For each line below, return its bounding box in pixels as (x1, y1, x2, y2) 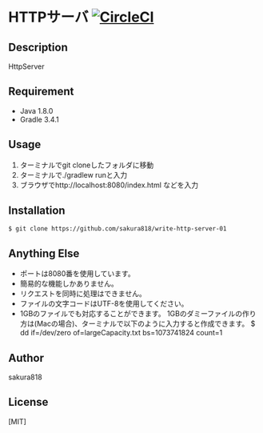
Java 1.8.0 (19, 106, 54, 115)
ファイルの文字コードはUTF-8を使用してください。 (19, 299, 189, 309)
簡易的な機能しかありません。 (19, 279, 118, 289)
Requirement (8, 85, 74, 98)
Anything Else (8, 247, 80, 260)
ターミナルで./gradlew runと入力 (19, 170, 128, 179)
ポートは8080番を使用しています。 (19, 269, 135, 279)
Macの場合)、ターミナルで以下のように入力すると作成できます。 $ (36, 319, 256, 329)
